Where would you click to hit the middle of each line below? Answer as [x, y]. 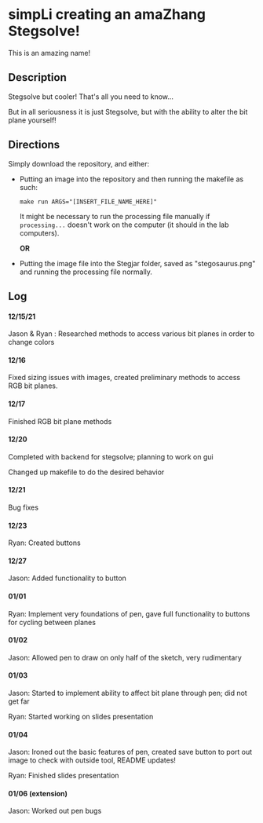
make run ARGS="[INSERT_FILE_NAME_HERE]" [88, 202]
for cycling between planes [52, 622]
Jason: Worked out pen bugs [55, 811]
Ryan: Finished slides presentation [64, 776]
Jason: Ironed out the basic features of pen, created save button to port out [130, 752]
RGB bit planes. [33, 386]
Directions [34, 145]
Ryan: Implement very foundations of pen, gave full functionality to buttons [129, 613]
